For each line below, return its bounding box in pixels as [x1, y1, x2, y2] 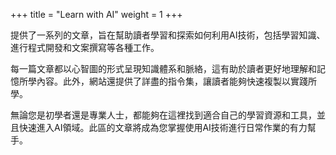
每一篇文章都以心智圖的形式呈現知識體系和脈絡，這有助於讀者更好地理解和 [10, 63, 317, 74]
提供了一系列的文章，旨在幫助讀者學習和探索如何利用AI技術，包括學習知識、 [10, 29, 326, 41]
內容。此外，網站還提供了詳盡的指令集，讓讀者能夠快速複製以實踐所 [36, 75, 317, 87]
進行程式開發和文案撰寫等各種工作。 [10, 42, 160, 53]
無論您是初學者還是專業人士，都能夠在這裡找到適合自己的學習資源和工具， [10, 109, 317, 121]
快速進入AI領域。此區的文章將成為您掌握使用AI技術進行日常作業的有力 [18, 122, 308, 133]
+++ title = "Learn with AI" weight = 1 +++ [10, 9, 183, 20]
